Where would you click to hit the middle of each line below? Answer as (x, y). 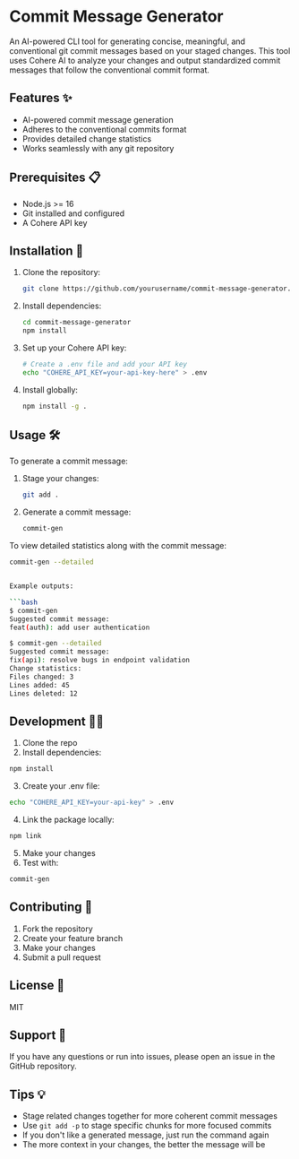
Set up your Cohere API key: (74, 348)
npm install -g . (55, 406)
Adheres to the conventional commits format (104, 129)
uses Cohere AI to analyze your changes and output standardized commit (145, 60)
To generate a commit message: (68, 461)
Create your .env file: (61, 786)
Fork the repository (58, 929)
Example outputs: (42, 586)
